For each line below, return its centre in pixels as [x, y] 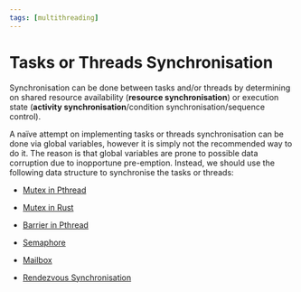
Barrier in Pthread [55, 225]
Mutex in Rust [48, 207]
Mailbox [37, 259]
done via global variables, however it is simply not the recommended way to [151, 143]
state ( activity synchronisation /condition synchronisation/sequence [137, 107]
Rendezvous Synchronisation [77, 278]
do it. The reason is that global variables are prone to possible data [134, 153]
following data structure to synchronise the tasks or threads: [122, 172]
